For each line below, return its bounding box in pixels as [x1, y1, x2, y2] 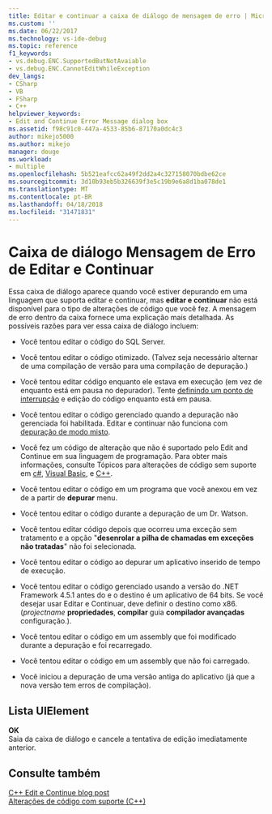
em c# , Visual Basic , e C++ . [19, 469, 113, 478]
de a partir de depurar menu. [19, 493, 118, 503]
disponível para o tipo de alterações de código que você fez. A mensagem [8, 304, 257, 314]
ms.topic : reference [8, 42, 79, 50]
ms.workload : [8, 155, 53, 163]
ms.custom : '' [8, 19, 57, 28]
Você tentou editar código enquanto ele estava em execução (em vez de [19, 377, 263, 387]
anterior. [8, 743, 36, 752]
